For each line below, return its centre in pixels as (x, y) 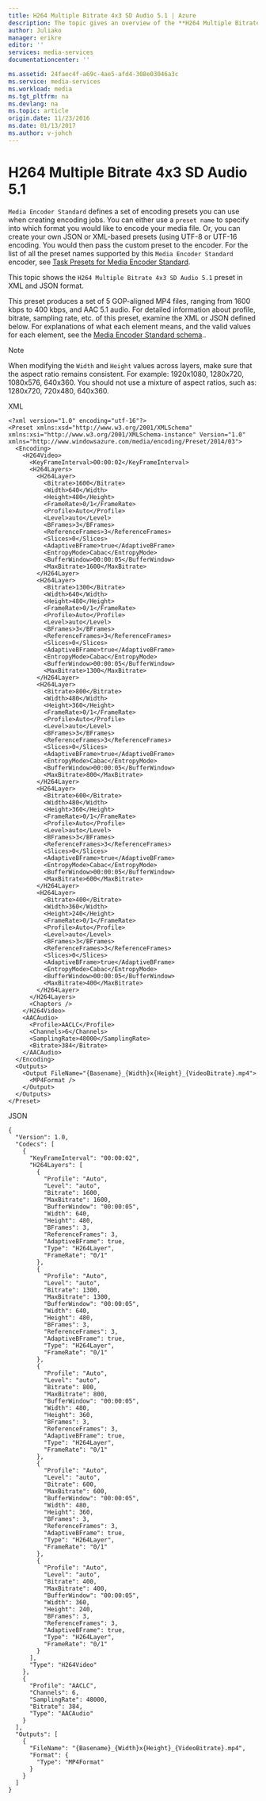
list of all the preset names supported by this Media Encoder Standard (121, 253)
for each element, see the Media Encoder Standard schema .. (107, 335)
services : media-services (51, 52)
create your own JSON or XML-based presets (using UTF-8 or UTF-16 (123, 236)
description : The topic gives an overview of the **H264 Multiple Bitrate (134, 23)
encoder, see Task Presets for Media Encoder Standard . (99, 262)
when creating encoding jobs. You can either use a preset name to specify (129, 220)
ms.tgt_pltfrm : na (38, 96)
